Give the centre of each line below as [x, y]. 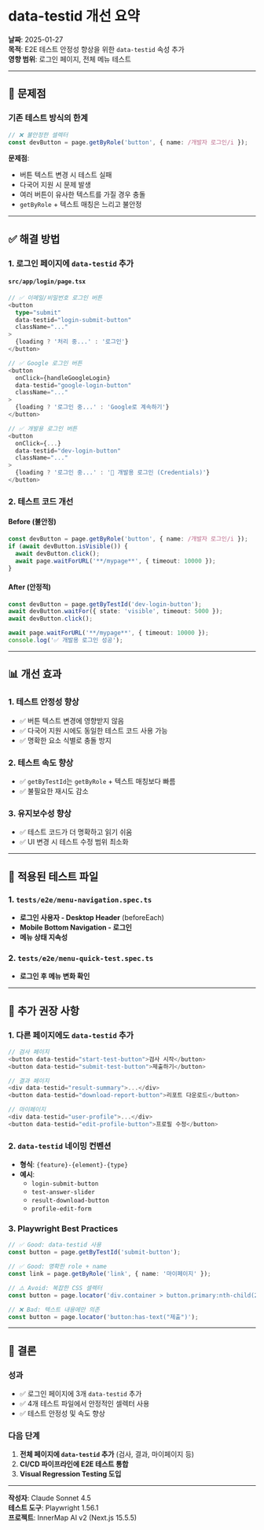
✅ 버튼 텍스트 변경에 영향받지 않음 [71, 720]
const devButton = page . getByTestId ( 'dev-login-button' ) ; [105, 604]
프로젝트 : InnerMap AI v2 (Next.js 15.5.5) [73, 1518]
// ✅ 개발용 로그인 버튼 [43, 429]
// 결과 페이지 [29, 1081]
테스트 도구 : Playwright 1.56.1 [53, 1508]
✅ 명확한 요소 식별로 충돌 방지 [65, 740]
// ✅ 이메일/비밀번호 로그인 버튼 [55, 297]
